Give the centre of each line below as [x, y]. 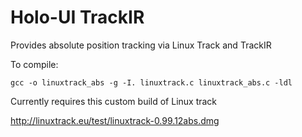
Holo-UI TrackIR [77, 17]
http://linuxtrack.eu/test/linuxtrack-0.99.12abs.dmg [115, 120]
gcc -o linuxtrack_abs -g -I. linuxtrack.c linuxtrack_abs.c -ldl [151, 82]
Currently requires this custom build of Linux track [114, 101]
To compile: [34, 64]
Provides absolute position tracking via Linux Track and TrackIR [141, 45]
